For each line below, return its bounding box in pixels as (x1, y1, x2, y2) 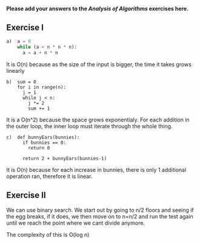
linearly (6, 67, 25, 75)
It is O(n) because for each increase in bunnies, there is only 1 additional (6, 166, 187, 174)
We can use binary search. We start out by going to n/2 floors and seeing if (6, 206, 194, 214)
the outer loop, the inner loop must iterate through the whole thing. (6, 123, 173, 130)
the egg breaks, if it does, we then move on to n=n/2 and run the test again (6, 212, 194, 220)
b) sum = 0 (6, 79, 36, 85)
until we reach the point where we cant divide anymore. (6, 219, 145, 226)
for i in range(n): (17, 84, 67, 90)
